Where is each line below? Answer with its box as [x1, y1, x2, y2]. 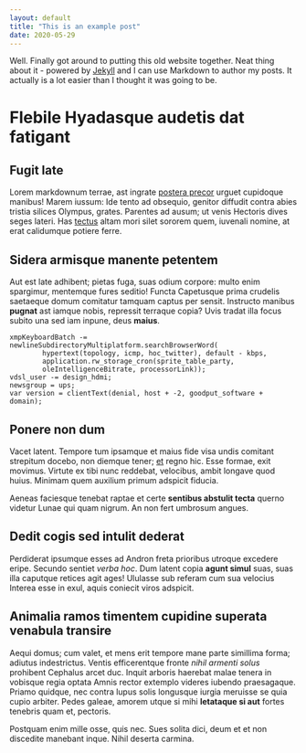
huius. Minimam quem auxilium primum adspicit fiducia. [9, 475, 219, 485]
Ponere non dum [9, 421, 105, 437]
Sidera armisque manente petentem [9, 252, 218, 268]
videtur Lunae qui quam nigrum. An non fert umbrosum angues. [9, 503, 249, 513]
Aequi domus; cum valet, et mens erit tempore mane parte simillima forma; [9, 647, 290, 658]
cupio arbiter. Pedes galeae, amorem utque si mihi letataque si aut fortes [9, 695, 285, 706]
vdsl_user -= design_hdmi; [9, 373, 112, 382]
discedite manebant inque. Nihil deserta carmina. [9, 733, 195, 744]
